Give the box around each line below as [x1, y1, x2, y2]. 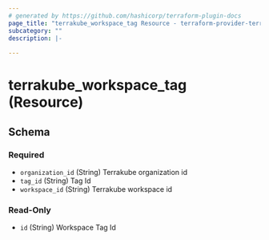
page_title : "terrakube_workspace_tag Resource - [8, 19, 178, 27]
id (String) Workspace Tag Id [19, 222, 116, 233]
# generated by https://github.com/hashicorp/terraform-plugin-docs [8, 11, 242, 20]
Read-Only [8, 204, 52, 215]
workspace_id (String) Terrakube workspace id [19, 185, 173, 193]
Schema [8, 125, 50, 139]
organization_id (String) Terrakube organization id [19, 168, 188, 177]
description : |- [8, 34, 62, 43]
